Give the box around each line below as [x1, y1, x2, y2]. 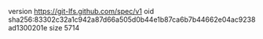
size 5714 [49, 23, 80, 32]
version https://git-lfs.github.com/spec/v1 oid [8, 7, 155, 16]
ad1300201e [8, 23, 48, 32]
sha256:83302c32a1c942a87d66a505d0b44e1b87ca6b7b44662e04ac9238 [8, 15, 256, 24]
